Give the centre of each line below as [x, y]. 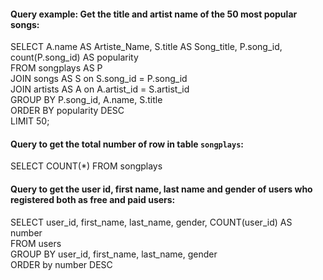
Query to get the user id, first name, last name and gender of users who [161, 189]
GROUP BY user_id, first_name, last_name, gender [114, 254]
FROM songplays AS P [56, 68]
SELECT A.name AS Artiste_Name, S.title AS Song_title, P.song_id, [146, 47]
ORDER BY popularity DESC [67, 111]
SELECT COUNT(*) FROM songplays [86, 166]
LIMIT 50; [30, 121]
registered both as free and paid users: [93, 199]
